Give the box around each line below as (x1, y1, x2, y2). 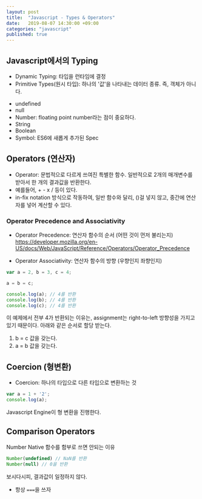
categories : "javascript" (6, 25, 72, 32)
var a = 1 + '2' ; (6, 391, 50, 398)
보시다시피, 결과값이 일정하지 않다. (6, 473, 88, 480)
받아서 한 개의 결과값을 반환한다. (15, 178, 92, 186)
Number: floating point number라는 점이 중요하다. (15, 114, 136, 121)
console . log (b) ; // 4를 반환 (6, 297, 76, 303)
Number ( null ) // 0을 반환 (6, 461, 68, 467)
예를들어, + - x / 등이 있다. (15, 186, 78, 193)
